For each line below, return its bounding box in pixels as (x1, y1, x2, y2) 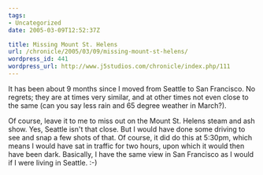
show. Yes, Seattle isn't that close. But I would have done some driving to (8, 124, 246, 134)
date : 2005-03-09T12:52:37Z (8, 26, 101, 34)
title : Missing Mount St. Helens (8, 40, 118, 48)
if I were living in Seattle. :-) (8, 158, 98, 167)
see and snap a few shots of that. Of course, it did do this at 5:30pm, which (8, 132, 253, 142)
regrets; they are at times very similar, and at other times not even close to (8, 92, 250, 102)
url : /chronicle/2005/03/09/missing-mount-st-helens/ (8, 48, 189, 56)
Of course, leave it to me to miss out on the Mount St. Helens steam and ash (8, 116, 255, 125)
